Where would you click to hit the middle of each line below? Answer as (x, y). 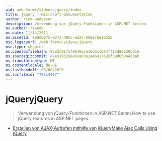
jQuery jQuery (35, 99)
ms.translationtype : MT (30, 61)
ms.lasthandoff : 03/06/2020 (35, 70)
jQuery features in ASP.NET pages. (54, 118)
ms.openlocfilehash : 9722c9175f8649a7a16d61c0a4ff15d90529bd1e (73, 51)
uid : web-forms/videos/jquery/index (43, 10)
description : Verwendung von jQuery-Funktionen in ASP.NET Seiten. (77, 24)
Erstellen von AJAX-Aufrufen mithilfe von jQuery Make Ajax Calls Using (85, 128)
